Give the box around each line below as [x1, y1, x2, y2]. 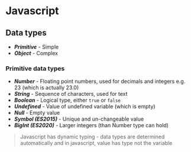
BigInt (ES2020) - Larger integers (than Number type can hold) [14, 122, 169, 129]
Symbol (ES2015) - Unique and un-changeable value [14, 115, 144, 122]
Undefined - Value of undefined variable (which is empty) [14, 103, 156, 110]
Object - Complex [14, 50, 59, 57]
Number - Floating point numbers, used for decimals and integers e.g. [14, 78, 186, 85]
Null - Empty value [14, 109, 60, 117]
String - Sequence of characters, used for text [14, 90, 128, 98]
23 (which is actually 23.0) [14, 84, 79, 91]
